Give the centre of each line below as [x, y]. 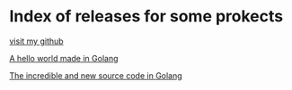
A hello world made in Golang [64, 58]
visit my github [37, 41]
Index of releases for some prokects [146, 16]
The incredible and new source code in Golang [96, 75]
